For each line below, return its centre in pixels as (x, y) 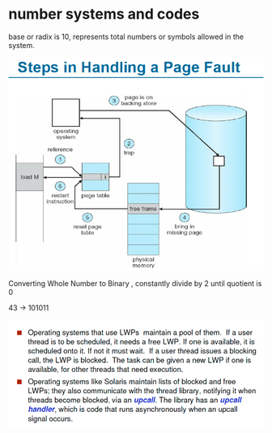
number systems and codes (104, 14)
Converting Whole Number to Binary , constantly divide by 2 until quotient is (135, 284)
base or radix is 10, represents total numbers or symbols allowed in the (126, 37)
